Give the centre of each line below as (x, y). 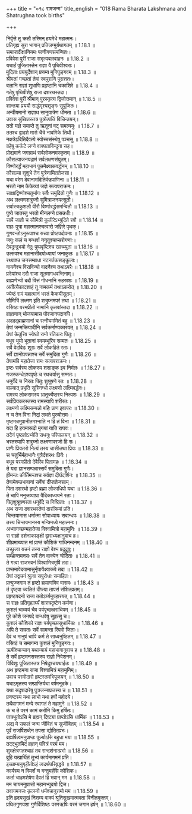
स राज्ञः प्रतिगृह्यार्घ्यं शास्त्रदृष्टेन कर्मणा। (42, 603)
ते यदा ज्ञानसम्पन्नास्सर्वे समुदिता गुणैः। (40, 469)
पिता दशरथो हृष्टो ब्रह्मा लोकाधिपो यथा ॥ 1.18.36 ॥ (54, 489)
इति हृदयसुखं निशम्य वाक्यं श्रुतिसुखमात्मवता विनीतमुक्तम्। (59, 798)
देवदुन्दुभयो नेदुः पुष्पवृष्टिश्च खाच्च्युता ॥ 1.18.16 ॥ (52, 247)
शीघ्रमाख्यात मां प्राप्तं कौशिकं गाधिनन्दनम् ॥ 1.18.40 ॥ (57, 542)
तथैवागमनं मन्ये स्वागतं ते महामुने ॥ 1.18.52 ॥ (49, 704)
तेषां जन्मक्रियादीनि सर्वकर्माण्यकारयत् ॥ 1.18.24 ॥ (53, 327)
